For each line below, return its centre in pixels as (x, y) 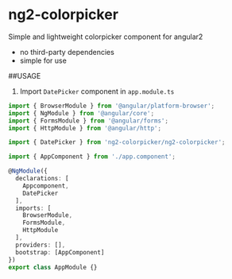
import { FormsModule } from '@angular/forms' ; (89, 121)
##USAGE (25, 76)
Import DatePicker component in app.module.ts (97, 91)
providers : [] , (41, 245)
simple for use (43, 60)
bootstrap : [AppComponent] (60, 252)
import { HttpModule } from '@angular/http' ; (85, 128)
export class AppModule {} (53, 267)
